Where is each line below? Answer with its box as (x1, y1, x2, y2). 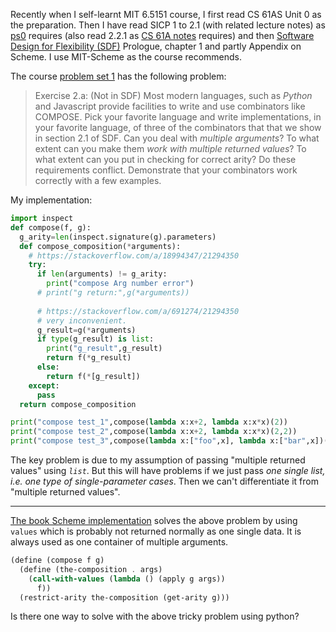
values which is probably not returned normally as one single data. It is (10, 525, 302, 537)
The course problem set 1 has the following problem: (10, 70, 227, 82)
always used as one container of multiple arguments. (10, 536, 229, 548)
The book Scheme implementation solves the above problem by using (10, 515, 298, 526)
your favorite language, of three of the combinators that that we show (34, 122, 322, 133)
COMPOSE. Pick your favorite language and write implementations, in (34, 111, 322, 123)
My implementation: (10, 194, 93, 206)
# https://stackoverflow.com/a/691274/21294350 (36, 306, 240, 316)
